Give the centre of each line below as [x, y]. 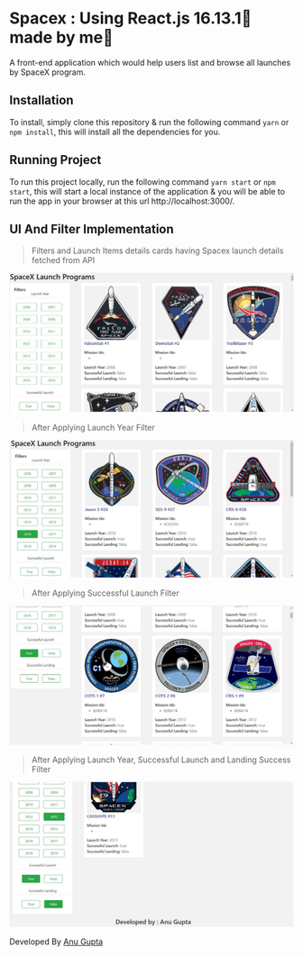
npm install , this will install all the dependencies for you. [115, 132]
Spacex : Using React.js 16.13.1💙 [131, 18]
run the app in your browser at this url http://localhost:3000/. [122, 201]
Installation [41, 100]
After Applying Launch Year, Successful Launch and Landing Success [161, 760]
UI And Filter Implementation [92, 229]
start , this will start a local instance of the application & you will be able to [147, 191]
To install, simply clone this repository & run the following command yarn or [149, 122]
